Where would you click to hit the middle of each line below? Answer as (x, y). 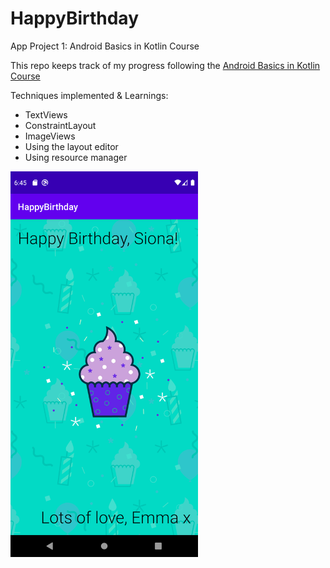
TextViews (46, 114)
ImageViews (50, 136)
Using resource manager (76, 157)
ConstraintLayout (60, 125)
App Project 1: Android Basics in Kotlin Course (105, 46)
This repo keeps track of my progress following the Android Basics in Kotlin (165, 65)
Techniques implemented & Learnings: (89, 95)
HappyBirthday (74, 18)
